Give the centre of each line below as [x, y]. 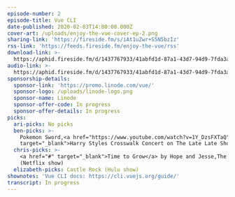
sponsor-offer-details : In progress [67, 111]
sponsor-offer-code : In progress [62, 105]
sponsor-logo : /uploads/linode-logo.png [73, 92]
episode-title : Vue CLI [42, 20]
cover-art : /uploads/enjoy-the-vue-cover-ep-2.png [83, 33]
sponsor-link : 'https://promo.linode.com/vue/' [84, 85]
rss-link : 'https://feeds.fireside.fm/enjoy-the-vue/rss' [93, 46]
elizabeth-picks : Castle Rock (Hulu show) [76, 169]
